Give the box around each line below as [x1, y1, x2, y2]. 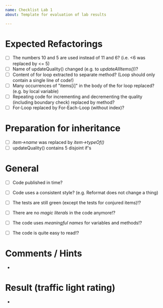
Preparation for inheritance [5, 123, 121, 134]
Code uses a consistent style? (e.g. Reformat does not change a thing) [12, 189, 158, 195]
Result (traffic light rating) [5, 282, 115, 293]
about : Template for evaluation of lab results [5, 12, 107, 17]
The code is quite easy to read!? [12, 230, 79, 236]
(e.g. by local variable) [12, 88, 59, 94]
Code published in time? [12, 179, 63, 185]
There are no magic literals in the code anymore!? [12, 210, 115, 215]
